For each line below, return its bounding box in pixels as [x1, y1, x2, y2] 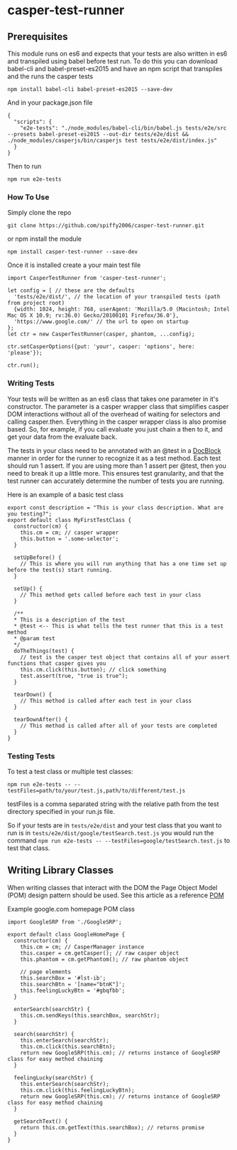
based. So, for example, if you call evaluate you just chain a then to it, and [7, 424, 224, 433]
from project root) [7, 300, 65, 307]
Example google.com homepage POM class [7, 904, 135, 913]
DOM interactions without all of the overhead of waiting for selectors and [7, 409, 221, 418]
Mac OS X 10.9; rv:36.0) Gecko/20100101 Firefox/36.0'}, [7, 312, 180, 319]
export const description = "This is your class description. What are [7, 504, 224, 511]
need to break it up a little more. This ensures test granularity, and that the [7, 469, 224, 477]
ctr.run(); [7, 362, 40, 369]
